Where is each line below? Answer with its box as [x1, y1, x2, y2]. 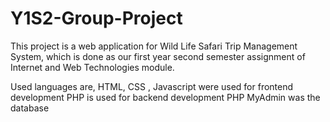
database [10, 102, 50, 114]
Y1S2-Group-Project [10, 7, 183, 30]
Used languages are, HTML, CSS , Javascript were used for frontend [10, 80, 294, 92]
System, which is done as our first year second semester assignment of [10, 50, 306, 62]
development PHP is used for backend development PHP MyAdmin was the [10, 91, 321, 103]
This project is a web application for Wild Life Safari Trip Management [10, 40, 298, 52]
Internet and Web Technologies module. [10, 61, 175, 73]
